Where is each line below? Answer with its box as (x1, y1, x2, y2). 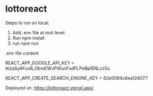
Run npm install (12, 35, 45, 41)
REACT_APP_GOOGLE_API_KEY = (5, 60, 74, 66)
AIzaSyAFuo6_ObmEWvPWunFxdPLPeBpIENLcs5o (5, 65, 110, 71)
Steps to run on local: (5, 20, 49, 26)
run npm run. (12, 40, 40, 46)
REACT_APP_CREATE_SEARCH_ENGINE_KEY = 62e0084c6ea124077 (5, 75, 148, 81)
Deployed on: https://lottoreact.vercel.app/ (5, 84, 94, 91)
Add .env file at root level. (12, 29, 66, 35)
